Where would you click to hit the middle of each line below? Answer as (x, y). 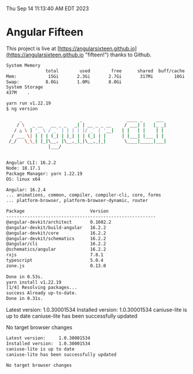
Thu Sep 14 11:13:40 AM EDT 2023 (48, 9)
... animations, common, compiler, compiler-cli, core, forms (84, 195)
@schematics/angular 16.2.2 (56, 250)
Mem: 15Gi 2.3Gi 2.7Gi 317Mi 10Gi (95, 76)
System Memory (23, 65)
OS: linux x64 (23, 179)
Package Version (57, 211)
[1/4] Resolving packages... (42, 288)
